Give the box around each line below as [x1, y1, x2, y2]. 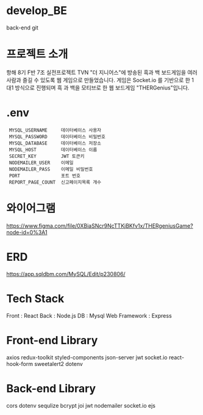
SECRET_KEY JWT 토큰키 [9, 153, 85, 159]
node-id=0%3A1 [6, 228, 48, 236]
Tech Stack [6, 291, 65, 305]
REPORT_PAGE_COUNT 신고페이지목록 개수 [9, 179, 102, 185]
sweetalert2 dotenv [34, 360, 84, 367]
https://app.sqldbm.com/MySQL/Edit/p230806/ [6, 270, 126, 277]
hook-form [6, 360, 34, 367]
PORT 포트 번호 [9, 173, 81, 179]
